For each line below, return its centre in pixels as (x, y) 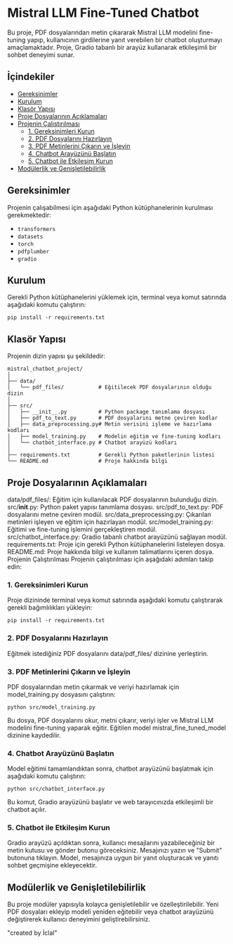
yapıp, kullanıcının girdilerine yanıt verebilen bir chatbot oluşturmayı (125, 39)
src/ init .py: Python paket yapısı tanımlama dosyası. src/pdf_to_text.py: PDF (115, 507)
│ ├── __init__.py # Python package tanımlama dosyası (106, 412)
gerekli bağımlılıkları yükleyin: (50, 608)
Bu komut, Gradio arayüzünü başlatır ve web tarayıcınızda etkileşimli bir (111, 802)
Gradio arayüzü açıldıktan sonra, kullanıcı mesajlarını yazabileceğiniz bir (111, 843)
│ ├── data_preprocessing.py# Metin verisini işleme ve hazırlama (109, 424)
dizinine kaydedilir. (34, 735)
